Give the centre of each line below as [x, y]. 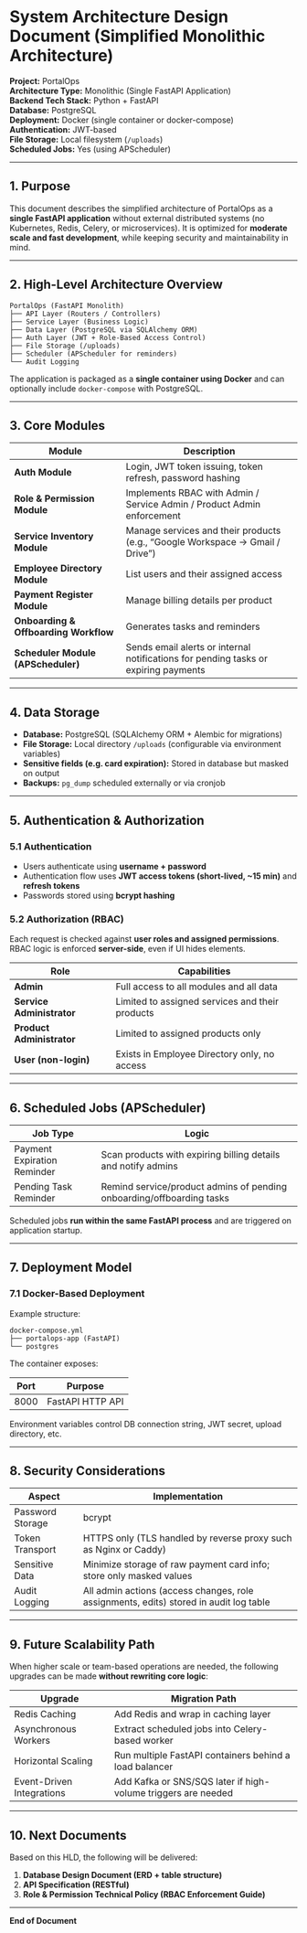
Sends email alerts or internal [188, 647]
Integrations [40, 1793]
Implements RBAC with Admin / [192, 493]
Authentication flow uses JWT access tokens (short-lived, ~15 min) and [159, 876]
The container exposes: [54, 1363]
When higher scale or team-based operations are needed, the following [144, 1667]
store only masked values [138, 1576]
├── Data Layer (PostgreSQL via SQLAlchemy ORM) [104, 330]
